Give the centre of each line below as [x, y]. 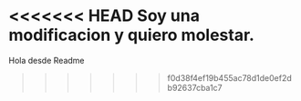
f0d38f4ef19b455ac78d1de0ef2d [230, 77]
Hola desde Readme [47, 60]
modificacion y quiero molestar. [131, 35]
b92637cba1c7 [195, 87]
